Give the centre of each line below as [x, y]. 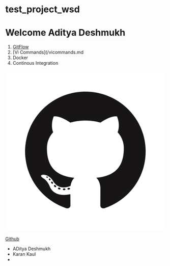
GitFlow [21, 47]
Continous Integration [35, 63]
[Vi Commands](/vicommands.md [48, 52]
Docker [20, 58]
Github [12, 239]
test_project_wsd [42, 9]
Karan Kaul [24, 254]
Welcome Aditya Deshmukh [65, 33]
